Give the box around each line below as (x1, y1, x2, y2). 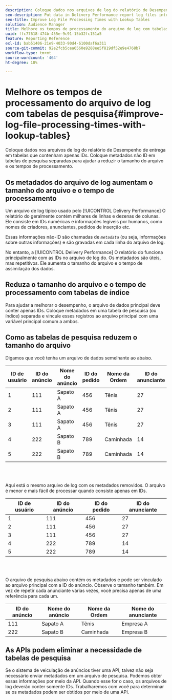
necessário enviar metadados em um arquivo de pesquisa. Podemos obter (5, 673, 162, 679)
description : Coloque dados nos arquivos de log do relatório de (5, 7, 147, 13)
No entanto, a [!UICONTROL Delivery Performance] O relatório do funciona (5, 249, 163, 255)
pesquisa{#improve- (73, 108, 164, 120)
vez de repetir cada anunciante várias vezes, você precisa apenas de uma (5, 587, 162, 593)
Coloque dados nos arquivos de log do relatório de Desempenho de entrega (5, 147, 166, 153)
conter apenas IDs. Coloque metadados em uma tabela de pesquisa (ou (5, 307, 157, 313)
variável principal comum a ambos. (5, 318, 79, 324)
